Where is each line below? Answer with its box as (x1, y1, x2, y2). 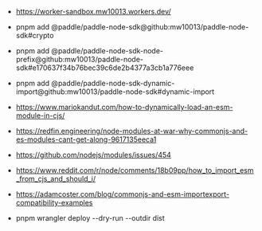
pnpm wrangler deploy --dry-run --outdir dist (15, 213, 165, 222)
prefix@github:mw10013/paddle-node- (15, 55, 144, 64)
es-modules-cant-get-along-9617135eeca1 (15, 135, 157, 144)
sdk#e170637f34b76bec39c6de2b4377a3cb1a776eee (15, 63, 194, 72)
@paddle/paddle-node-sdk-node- (51, 46, 164, 55)
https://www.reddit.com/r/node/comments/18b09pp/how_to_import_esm (15, 166, 254, 174)
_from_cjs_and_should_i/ (15, 174, 96, 183)
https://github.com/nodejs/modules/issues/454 (15, 151, 171, 159)
